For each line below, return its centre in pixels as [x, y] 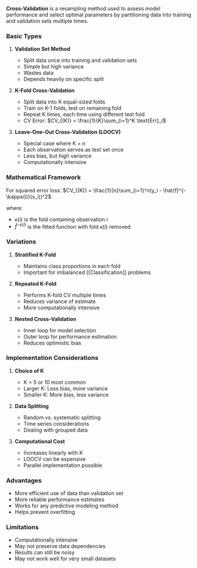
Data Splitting [31, 406]
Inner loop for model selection [60, 330]
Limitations [23, 527]
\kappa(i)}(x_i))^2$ [29, 196]
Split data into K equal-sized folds [64, 102]
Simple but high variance [54, 66]
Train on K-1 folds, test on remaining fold [72, 108]
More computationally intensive [61, 308]
